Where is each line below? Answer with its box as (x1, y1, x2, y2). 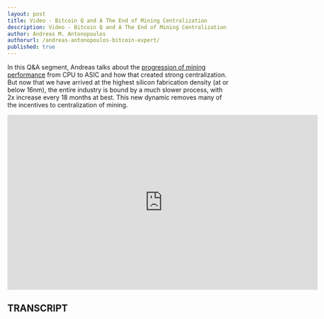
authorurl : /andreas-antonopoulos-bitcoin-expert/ (7, 37, 160, 44)
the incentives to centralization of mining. (7, 101, 128, 109)
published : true (7, 43, 55, 50)
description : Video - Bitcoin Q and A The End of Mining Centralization (7, 23, 227, 31)
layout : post (7, 10, 46, 18)
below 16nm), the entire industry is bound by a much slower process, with (7, 86, 223, 94)
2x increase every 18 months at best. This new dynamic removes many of (7, 93, 222, 102)
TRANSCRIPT (7, 303, 69, 315)
